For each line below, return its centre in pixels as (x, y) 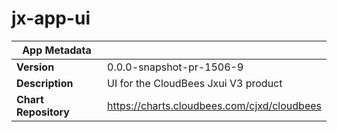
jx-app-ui (51, 18)
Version (35, 67)
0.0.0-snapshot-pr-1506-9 (175, 67)
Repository (43, 112)
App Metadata (57, 50)
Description (45, 83)
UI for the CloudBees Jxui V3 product (195, 83)
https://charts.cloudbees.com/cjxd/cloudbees (214, 105)
